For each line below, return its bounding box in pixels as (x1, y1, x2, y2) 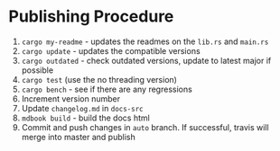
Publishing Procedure (8, 6, 174, 27)
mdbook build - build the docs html (21, 112, 150, 123)
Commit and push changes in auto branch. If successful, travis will (21, 121, 269, 132)
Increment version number (21, 93, 121, 104)
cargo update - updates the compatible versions (21, 45, 201, 56)
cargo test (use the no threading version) (21, 74, 178, 84)
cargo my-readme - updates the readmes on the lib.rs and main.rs (21, 36, 269, 47)
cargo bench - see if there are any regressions (21, 84, 193, 94)
